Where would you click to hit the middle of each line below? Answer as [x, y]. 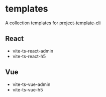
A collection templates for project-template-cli [53, 23]
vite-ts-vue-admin [31, 84]
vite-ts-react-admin [33, 51]
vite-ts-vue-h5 [28, 89]
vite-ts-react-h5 [29, 56]
